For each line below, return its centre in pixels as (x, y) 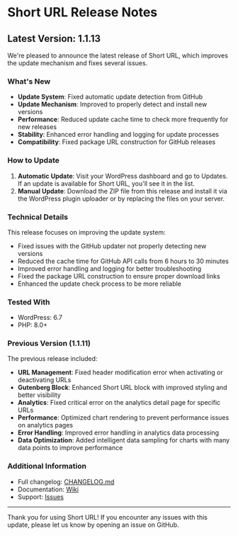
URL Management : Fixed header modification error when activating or (120, 372)
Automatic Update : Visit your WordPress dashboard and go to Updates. (123, 176)
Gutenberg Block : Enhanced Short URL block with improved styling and (123, 388)
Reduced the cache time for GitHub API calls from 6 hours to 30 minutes (123, 261)
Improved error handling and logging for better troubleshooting (109, 268)
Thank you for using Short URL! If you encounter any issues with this (107, 517)
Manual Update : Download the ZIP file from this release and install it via (123, 191)
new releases (37, 127)
